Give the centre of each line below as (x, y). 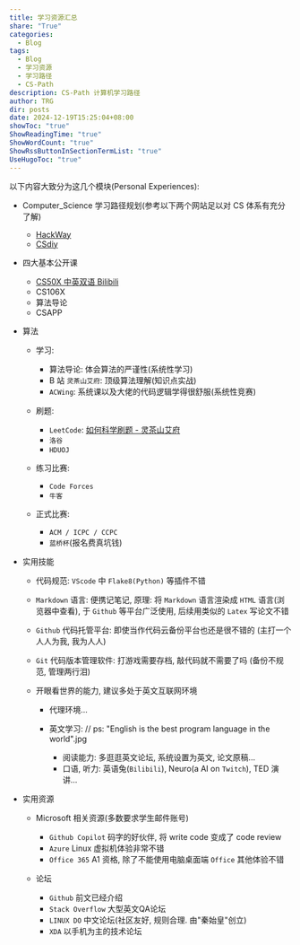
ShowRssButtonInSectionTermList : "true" (86, 151)
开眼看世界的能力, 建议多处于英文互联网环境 (116, 690)
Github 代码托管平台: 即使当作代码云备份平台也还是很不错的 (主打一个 (163, 630)
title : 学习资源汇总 (43, 17)
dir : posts (30, 109)
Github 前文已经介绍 (86, 897)
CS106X (50, 292)
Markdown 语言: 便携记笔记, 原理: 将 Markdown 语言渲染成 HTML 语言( (156, 599)
